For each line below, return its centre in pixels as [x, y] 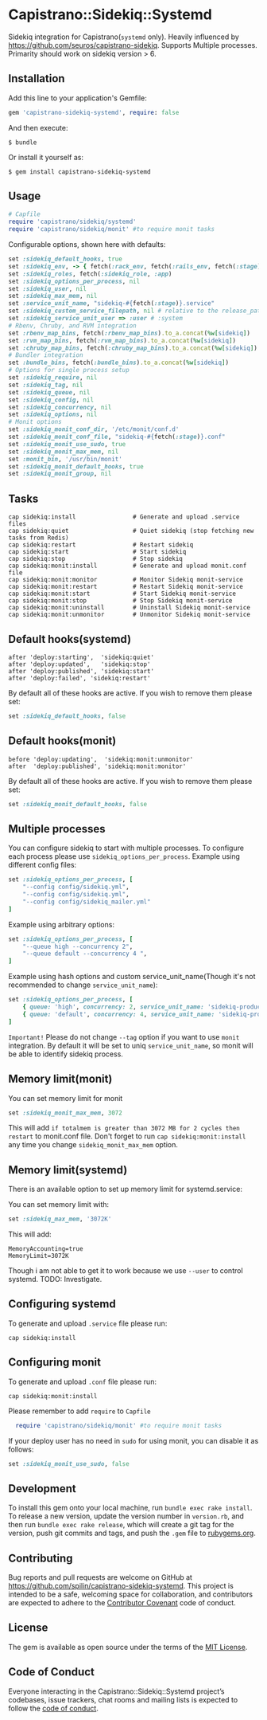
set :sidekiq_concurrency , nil [60, 407]
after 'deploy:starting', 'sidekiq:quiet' [81, 657]
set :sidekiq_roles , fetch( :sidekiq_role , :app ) [90, 274]
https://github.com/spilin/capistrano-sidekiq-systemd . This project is [121, 1586]
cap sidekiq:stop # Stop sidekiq [95, 559]
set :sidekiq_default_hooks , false [67, 716]
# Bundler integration [46, 355]
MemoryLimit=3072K [39, 1256]
